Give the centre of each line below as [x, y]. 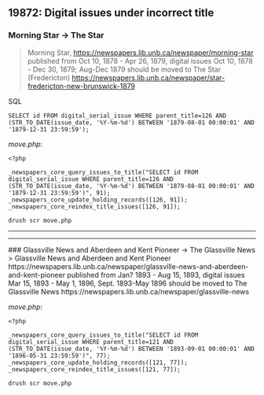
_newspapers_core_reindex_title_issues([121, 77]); [94, 369]
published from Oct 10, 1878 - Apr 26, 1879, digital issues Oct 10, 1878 [140, 61]
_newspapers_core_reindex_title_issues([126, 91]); [94, 207]
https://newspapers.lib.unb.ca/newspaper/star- [148, 77]
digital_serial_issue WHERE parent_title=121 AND [91, 341]
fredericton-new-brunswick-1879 [81, 86]
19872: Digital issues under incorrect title [111, 13]
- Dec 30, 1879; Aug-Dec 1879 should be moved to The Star [124, 69]
